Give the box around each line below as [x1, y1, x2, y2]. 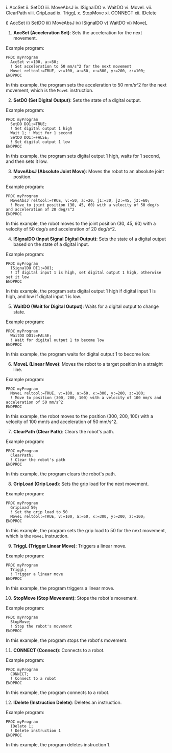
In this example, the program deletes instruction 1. [6, 742, 111, 747]
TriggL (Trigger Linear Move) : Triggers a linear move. [13, 543, 127, 549]
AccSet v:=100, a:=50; [10, 59, 59, 65]
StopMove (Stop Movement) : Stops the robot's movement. [13, 595, 138, 601]
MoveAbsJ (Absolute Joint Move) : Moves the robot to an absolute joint [13, 169, 164, 174]
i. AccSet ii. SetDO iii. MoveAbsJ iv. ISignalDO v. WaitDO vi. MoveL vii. [6, 5, 153, 10]
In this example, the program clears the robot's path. [6, 471, 116, 477]
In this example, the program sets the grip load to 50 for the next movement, [6, 528, 166, 533]
